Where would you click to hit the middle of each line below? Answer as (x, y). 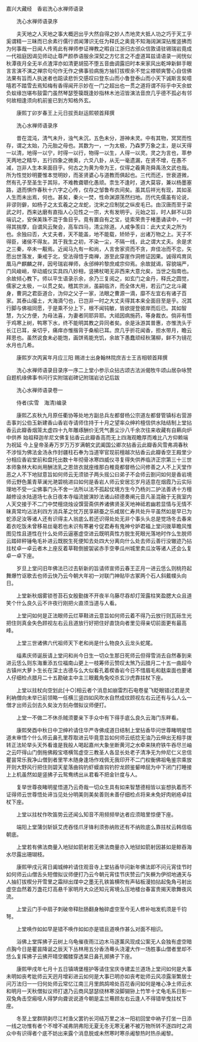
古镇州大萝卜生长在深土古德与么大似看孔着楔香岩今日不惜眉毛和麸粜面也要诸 (99, 670)
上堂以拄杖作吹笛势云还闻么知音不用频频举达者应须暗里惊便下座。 (96, 814)
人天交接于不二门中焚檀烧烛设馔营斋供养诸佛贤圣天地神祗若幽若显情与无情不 (99, 504)
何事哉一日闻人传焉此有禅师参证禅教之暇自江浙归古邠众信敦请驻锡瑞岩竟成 (101, 48)
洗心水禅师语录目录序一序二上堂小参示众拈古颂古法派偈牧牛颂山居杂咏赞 (104, 370)
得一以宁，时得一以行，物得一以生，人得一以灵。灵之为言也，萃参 (112, 153)
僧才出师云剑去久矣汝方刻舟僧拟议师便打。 (58, 705)
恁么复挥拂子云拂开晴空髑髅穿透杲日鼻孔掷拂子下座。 (71, 956)
